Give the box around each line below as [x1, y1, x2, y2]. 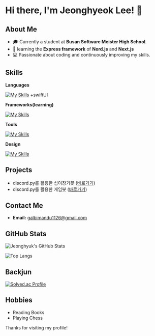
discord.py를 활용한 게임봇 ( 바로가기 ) [12, 186, 87, 192]
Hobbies [5, 296, 33, 304]
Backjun [5, 267, 32, 276]
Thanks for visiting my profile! [5, 324, 68, 330]
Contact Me [5, 201, 43, 210]
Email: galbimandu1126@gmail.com [12, 215, 87, 221]
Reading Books [12, 309, 45, 315]
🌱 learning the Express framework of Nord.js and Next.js [12, 46, 134, 52]
